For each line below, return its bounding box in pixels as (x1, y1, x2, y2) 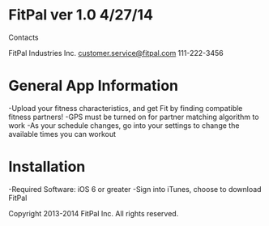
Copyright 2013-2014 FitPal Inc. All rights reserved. (8, 208, 179, 218)
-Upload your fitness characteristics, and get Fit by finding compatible (8, 103, 243, 113)
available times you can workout (8, 129, 116, 139)
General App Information (8, 77, 179, 95)
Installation (8, 158, 86, 176)
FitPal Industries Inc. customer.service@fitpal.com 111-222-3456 (8, 48, 224, 58)
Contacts (8, 32, 39, 42)
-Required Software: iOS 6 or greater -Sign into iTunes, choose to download (8, 184, 262, 194)
